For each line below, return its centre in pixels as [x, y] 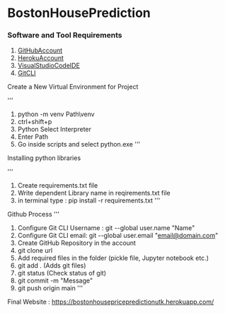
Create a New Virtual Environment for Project [73, 87]
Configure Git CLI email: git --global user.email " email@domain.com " [118, 236]
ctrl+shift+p [35, 122]
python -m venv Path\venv [56, 114]
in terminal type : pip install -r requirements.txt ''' [89, 200]
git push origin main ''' [50, 288]
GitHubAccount [40, 50]
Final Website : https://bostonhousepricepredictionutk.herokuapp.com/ [111, 302]
